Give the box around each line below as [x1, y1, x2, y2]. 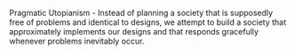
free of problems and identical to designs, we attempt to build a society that [9, 17, 287, 27]
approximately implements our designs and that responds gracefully [9, 27, 259, 36]
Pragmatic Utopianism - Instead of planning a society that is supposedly [9, 8, 274, 18]
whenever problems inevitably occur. [9, 35, 145, 46]
